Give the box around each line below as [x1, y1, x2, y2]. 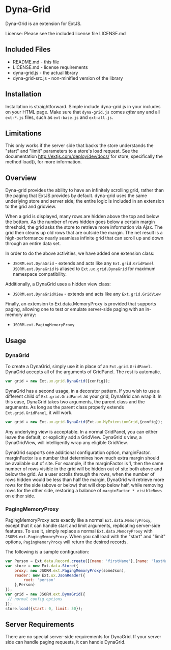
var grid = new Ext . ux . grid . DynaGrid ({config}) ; [5, 378, 110, 383]
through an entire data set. [5, 240, 61, 247]
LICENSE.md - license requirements [12, 64, 88, 70]
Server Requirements [5, 620, 75, 629]
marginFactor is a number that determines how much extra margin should [5, 454, 159, 461]
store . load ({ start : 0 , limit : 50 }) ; [5, 606, 83, 611]
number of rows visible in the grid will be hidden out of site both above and [5, 466, 162, 472]
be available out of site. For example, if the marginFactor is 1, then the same [5, 460, 164, 466]
